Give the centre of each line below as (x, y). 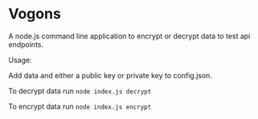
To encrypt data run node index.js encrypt (80, 106)
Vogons (35, 14)
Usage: (20, 60)
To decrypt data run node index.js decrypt (80, 91)
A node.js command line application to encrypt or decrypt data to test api (129, 36)
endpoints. (26, 44)
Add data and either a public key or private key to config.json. (111, 75)
